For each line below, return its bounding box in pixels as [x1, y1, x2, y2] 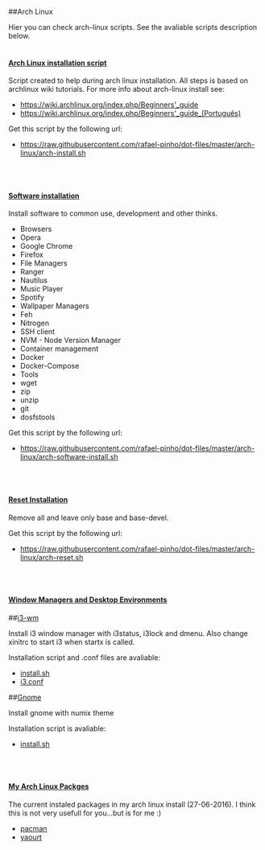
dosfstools [19, 412, 56, 422]
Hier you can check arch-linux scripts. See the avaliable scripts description [8, 23, 258, 31]
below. [8, 31, 31, 40]
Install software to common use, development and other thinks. [8, 208, 218, 218]
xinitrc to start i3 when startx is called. [8, 637, 135, 646]
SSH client [19, 327, 55, 336]
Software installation [8, 191, 80, 200]
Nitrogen [19, 318, 50, 328]
